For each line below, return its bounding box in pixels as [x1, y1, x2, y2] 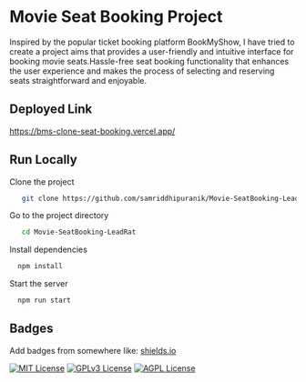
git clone [21, 194, 59, 203]
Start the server [9, 278, 68, 289]
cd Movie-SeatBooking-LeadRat [21, 227, 137, 237]
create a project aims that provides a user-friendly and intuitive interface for [9, 45, 294, 56]
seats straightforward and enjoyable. [9, 75, 148, 85]
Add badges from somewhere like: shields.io [9, 345, 177, 356]
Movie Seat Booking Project [9, 6, 223, 27]
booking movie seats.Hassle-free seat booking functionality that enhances [9, 55, 290, 66]
